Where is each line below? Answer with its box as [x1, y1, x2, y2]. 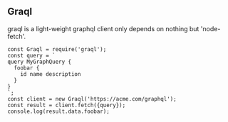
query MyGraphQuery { [7, 58, 72, 65]
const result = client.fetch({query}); [7, 101, 126, 109]
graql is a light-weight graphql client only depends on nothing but [7, 24, 199, 33]
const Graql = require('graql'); [7, 45, 107, 52]
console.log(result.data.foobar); [7, 108, 110, 115]
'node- [200, 24, 221, 33]
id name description [20, 70, 81, 77]
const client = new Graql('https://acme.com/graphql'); [7, 95, 177, 102]
